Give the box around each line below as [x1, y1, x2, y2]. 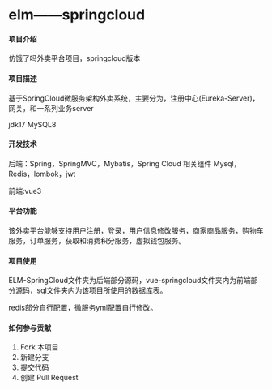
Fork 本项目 [19, 342, 59, 352]
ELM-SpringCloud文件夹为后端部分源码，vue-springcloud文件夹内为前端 [8, 276, 251, 285]
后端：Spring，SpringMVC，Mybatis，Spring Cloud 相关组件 [8, 158, 212, 168]
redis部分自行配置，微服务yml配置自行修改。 [8, 302, 158, 313]
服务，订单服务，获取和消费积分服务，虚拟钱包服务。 [8, 236, 186, 245]
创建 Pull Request [19, 373, 79, 383]
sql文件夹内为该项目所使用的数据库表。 [36, 285, 168, 295]
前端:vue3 [8, 186, 42, 195]
